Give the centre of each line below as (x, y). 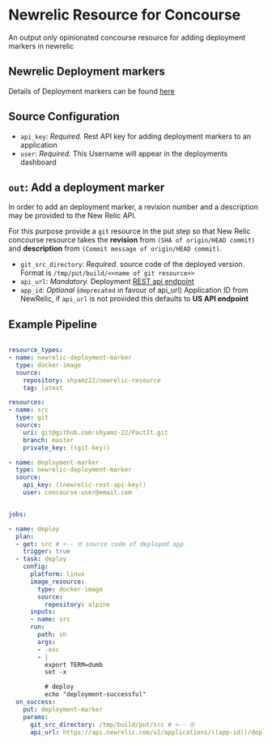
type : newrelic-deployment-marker (74, 470)
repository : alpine (77, 604)
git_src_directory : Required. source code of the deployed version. (132, 264)
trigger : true (47, 552)
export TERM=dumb (74, 664)
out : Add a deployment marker (87, 187)
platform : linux (57, 574)
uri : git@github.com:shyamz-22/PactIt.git (96, 432)
